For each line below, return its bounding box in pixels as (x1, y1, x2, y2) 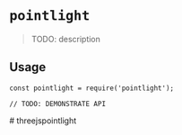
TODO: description (30, 33, 101, 44)
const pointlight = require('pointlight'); (9, 84, 175, 93)
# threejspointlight (9, 115, 77, 126)
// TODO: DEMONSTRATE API (9, 99, 106, 108)
